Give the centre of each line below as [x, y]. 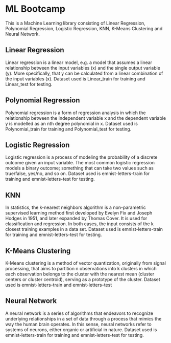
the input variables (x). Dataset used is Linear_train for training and [75, 79]
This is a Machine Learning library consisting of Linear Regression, [75, 23]
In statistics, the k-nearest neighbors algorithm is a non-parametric [76, 207]
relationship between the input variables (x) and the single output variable [83, 68]
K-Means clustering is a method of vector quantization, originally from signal [86, 263]
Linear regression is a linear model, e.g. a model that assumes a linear [79, 62]
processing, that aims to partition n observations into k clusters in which [81, 269]
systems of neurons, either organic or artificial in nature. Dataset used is [81, 329]
